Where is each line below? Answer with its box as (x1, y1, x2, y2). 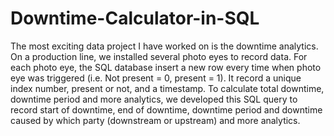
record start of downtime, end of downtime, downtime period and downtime (10, 103, 323, 116)
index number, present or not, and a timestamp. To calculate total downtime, (10, 82, 325, 94)
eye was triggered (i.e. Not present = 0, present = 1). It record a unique (10, 72, 302, 84)
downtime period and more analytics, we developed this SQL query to (10, 93, 298, 105)
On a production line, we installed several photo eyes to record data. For (10, 50, 308, 62)
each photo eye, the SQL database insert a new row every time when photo (10, 61, 322, 73)
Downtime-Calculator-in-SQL (10, 7, 260, 30)
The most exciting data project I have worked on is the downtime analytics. (10, 40, 319, 52)
